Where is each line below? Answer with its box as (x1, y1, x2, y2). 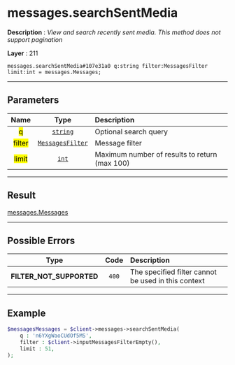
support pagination (7, 35, 63, 43)
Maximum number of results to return (94, 149, 218, 159)
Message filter (94, 138, 142, 148)
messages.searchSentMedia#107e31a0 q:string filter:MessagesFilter (7, 62, 208, 69)
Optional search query (94, 127, 168, 136)
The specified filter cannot (129, 267, 217, 277)
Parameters (7, 94, 59, 106)
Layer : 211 (7, 49, 38, 57)
